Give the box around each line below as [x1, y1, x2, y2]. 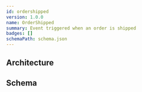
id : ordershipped [6, 8, 49, 15]
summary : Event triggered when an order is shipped [6, 25, 136, 31]
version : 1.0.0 [6, 14, 44, 20]
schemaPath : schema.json [6, 36, 67, 42]
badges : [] [6, 31, 33, 37]
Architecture [6, 58, 54, 68]
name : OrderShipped [6, 19, 54, 25]
